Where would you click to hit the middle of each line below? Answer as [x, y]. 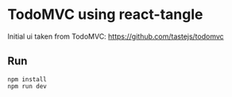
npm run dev [27, 86]
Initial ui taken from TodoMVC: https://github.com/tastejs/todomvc [116, 36]
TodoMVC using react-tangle [105, 15]
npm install [27, 79]
